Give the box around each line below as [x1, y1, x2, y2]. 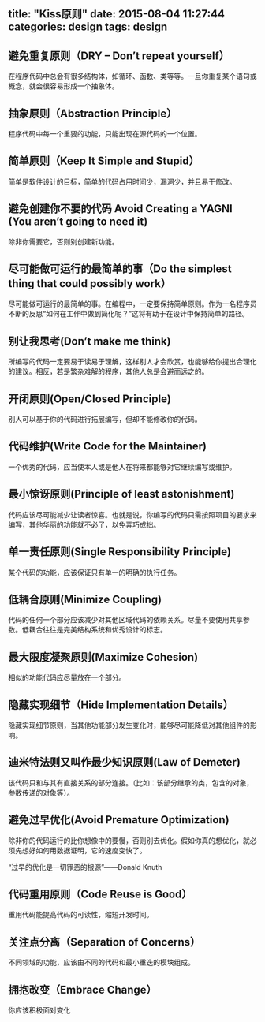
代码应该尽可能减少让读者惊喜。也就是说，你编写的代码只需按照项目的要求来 [8, 509, 257, 519]
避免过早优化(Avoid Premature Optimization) [8, 813, 230, 826]
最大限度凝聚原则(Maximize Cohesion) [8, 650, 199, 664]
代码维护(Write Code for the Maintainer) [8, 440, 207, 453]
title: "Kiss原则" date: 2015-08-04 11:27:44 [8, 7, 225, 21]
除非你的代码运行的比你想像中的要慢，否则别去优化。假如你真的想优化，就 [8, 835, 250, 845]
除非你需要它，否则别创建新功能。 [8, 237, 119, 246]
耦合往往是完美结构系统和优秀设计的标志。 [28, 625, 167, 635]
